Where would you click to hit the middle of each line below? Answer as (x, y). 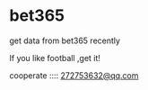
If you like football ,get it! (55, 58)
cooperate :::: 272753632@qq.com (74, 75)
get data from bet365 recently (65, 40)
